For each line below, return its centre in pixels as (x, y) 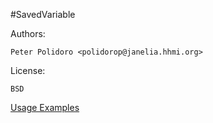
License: (28, 70)
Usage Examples (45, 107)
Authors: (28, 33)
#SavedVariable (43, 14)
